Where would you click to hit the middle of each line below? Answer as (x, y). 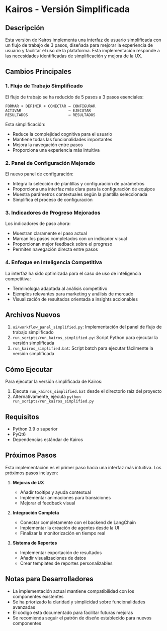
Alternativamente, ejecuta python (47, 397)
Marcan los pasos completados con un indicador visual (70, 239)
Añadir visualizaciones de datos (53, 558)
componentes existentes (38, 596)
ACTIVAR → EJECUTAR (48, 111)
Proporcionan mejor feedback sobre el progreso (62, 244)
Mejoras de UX (28, 482)
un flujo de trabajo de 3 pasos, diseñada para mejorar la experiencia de (79, 45)
